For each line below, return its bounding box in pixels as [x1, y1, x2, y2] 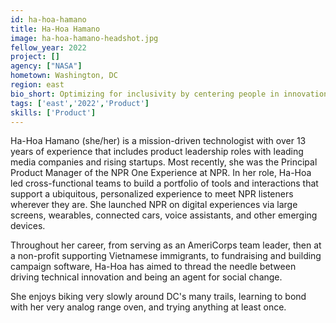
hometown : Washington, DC [10, 71, 118, 81]
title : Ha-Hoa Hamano [10, 24, 101, 34]
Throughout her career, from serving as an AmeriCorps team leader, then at [10, 239, 322, 251]
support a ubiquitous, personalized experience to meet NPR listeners [10, 188, 294, 200]
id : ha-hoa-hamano [10, 14, 87, 25]
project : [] [10, 52, 60, 62]
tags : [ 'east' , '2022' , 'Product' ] [10, 98, 150, 108]
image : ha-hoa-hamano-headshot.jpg [10, 33, 159, 43]
